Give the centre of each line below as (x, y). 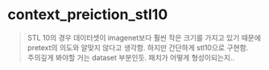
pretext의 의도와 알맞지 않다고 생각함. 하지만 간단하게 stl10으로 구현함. (138, 47)
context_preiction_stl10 (88, 15)
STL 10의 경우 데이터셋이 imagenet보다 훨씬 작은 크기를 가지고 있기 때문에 (144, 37)
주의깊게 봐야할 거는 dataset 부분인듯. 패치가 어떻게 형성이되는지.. (131, 57)
